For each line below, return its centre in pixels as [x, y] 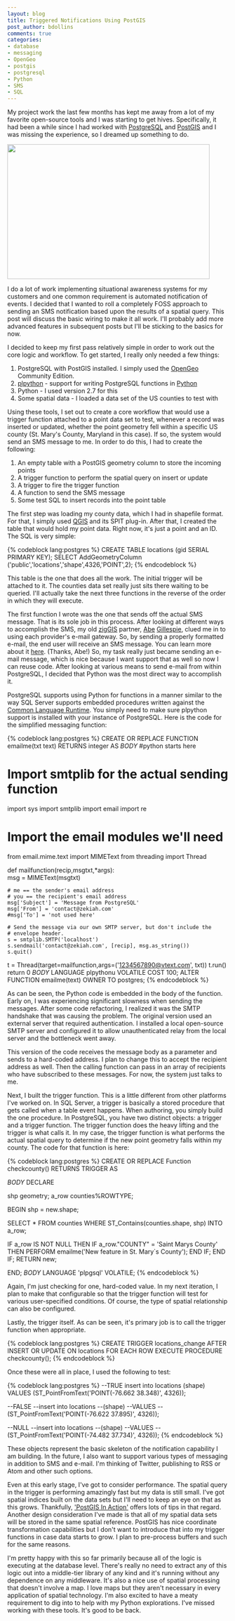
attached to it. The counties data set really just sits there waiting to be [108, 586]
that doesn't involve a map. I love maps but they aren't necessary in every [114, 1588]
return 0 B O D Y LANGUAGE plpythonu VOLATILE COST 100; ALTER [103, 972]
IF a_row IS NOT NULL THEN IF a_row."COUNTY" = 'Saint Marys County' [113, 1244]
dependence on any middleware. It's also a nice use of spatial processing [113, 1580]
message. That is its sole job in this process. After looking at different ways [116, 622]
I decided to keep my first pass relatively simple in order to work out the [111, 348]
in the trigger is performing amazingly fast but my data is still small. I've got [116, 1492]
